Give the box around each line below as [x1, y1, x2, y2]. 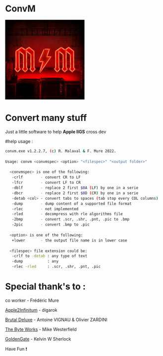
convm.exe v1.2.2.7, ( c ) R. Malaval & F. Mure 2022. [5, 148, 116, 153]
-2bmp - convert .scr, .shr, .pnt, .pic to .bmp [11, 217, 130, 222]
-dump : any [11, 259, 58, 264]
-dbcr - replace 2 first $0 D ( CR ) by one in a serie [11, 190, 139, 196]
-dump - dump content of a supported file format [11, 201, 132, 206]
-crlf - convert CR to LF [11, 175, 81, 180]
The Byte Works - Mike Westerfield [5, 326, 77, 332]
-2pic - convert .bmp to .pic [11, 222, 90, 227]
